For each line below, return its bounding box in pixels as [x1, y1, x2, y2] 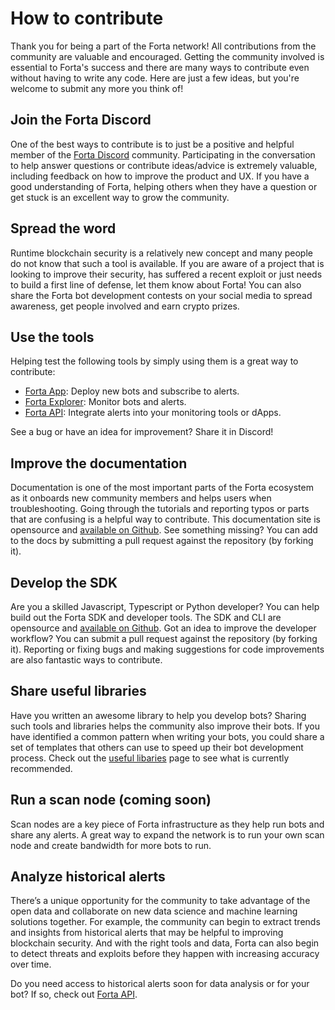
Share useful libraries [10, 683, 147, 700]
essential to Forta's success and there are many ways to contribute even [10, 61, 310, 73]
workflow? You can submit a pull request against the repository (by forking [10, 633, 318, 644]
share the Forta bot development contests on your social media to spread [10, 289, 313, 301]
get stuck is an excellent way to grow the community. [10, 191, 230, 203]
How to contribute [10, 7, 164, 30]
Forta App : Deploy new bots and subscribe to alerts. [24, 385, 240, 397]
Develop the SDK [10, 574, 118, 591]
